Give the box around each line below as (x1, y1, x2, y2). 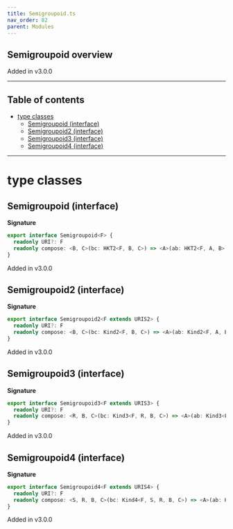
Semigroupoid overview (7, 49, 113, 60)
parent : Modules (7, 23, 54, 30)
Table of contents (7, 94, 85, 106)
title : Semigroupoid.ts (7, 10, 76, 17)
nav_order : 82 (7, 17, 49, 24)
